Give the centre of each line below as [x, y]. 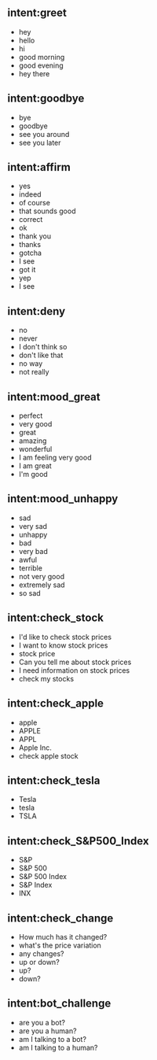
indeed [30, 194]
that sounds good [47, 211]
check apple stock [49, 755]
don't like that [41, 355]
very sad [33, 526]
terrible [30, 568]
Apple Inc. [35, 748]
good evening [41, 65]
